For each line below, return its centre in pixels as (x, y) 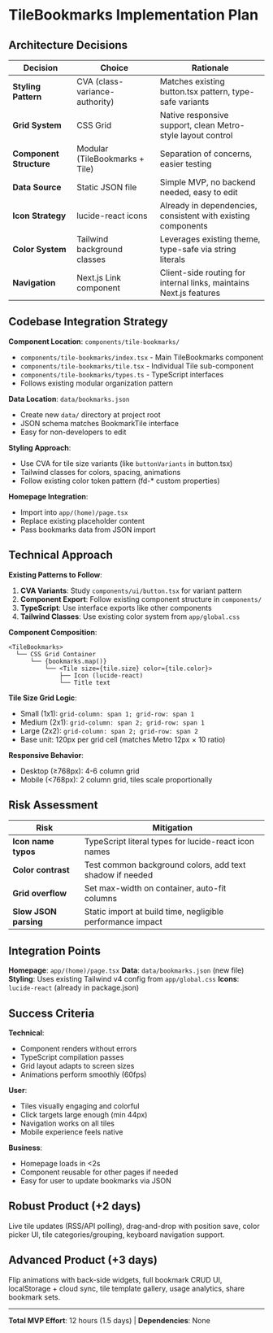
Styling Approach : (40, 447)
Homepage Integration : (48, 496)
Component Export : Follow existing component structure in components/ (141, 599)
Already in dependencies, (208, 205)
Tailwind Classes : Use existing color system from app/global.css (130, 616)
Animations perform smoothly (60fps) (83, 1074)
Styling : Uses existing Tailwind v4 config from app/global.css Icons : (124, 979)
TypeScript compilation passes (72, 1057)
